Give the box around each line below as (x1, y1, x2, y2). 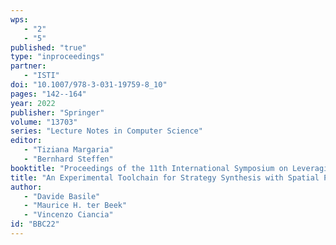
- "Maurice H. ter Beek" (23, 201, 128, 211)
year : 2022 (10, 98, 56, 108)
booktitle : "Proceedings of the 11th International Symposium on (10, 163, 288, 173)
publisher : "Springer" (10, 107, 105, 118)
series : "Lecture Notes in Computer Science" (10, 126, 203, 136)
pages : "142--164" (10, 89, 87, 99)
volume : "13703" (10, 117, 78, 127)
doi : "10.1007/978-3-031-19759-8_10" (10, 80, 168, 90)
